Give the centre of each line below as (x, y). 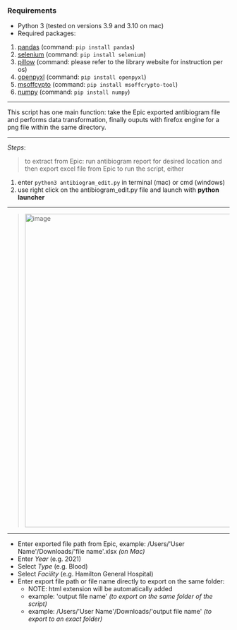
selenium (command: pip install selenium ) (81, 54)
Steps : (17, 147)
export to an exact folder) (65, 619)
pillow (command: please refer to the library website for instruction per (120, 62)
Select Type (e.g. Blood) (53, 567)
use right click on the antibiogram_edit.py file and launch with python (119, 190)
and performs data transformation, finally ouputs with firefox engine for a (114, 120)
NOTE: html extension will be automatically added (100, 589)
